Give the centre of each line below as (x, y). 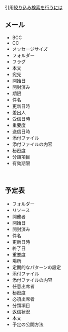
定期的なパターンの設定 (37, 267)
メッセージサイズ (30, 49)
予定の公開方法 (28, 324)
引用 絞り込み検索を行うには (34, 7)
